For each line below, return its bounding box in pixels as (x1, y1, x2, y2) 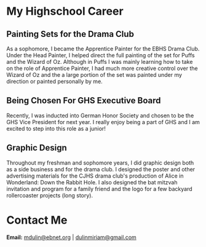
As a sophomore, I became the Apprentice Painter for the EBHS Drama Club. (6, 45, 200, 52)
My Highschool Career (6, 4, 124, 18)
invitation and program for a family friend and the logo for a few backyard (6, 185, 192, 192)
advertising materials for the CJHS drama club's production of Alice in (6, 172, 184, 179)
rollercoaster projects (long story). (6, 192, 93, 199)
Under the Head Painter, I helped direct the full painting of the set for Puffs (6, 52, 195, 59)
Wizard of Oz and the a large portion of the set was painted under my (6, 71, 183, 78)
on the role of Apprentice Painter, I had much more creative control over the (6, 65, 198, 72)
